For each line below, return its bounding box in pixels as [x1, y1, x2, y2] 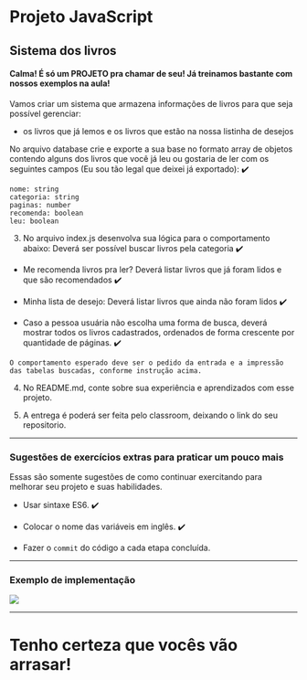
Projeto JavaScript [9, 6, 153, 27]
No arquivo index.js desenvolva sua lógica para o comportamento [22, 232, 270, 243]
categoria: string [9, 192, 79, 202]
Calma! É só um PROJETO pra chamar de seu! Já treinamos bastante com [9, 69, 293, 80]
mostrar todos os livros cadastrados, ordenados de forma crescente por [22, 326, 295, 337]
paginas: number [9, 200, 71, 209]
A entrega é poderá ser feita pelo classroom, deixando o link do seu [22, 409, 279, 420]
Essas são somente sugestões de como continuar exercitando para [9, 472, 263, 483]
